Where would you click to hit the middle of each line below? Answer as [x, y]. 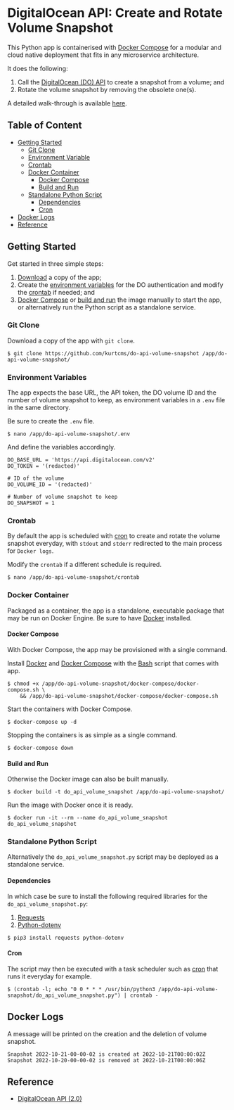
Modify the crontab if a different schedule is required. [84, 565]
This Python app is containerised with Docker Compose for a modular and [115, 47]
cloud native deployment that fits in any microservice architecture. [103, 55]
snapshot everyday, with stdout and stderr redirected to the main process [115, 544]
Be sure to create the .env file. [51, 421]
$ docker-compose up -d [42, 722]
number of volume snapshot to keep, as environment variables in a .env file [116, 400]
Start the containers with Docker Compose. [70, 709]
